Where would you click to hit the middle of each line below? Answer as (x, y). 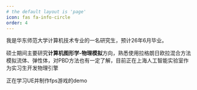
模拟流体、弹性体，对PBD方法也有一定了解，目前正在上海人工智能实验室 (95, 61)
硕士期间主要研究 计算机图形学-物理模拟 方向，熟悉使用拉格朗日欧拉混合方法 (99, 53)
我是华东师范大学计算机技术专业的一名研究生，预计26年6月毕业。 (87, 41)
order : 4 (17, 23)
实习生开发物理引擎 (35, 68)
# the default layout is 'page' (46, 12)
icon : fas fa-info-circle (38, 17)
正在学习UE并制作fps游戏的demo (47, 80)
